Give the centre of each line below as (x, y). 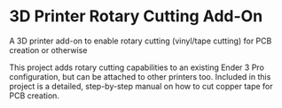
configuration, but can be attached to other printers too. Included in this (140, 76)
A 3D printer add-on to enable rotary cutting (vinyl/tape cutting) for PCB (141, 41)
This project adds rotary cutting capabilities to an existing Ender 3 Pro (137, 67)
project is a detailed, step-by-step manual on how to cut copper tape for (141, 86)
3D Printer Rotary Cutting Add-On (136, 16)
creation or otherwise (48, 50)
